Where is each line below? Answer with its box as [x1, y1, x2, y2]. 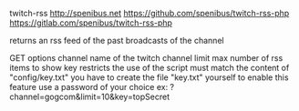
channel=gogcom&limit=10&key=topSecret [9, 91, 170, 102]
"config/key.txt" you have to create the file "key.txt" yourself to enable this [9, 72, 289, 83]
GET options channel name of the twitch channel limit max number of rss [9, 53, 284, 63]
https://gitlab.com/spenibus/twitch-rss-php [9, 17, 173, 28]
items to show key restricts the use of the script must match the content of [9, 63, 290, 73]
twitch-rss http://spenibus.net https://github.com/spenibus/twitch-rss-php [9, 8, 290, 18]
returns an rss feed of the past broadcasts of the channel [9, 35, 225, 45]
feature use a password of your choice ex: [9, 82, 169, 92]
